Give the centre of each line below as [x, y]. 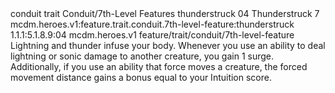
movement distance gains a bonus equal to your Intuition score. [141, 77]
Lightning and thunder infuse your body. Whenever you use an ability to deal [168, 45]
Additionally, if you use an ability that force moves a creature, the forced [159, 66]
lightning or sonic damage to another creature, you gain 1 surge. [142, 56]
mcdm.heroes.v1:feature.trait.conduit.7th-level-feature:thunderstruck [152, 24]
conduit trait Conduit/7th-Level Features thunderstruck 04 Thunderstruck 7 [165, 13]
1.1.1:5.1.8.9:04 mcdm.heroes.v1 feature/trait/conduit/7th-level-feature [152, 35]
